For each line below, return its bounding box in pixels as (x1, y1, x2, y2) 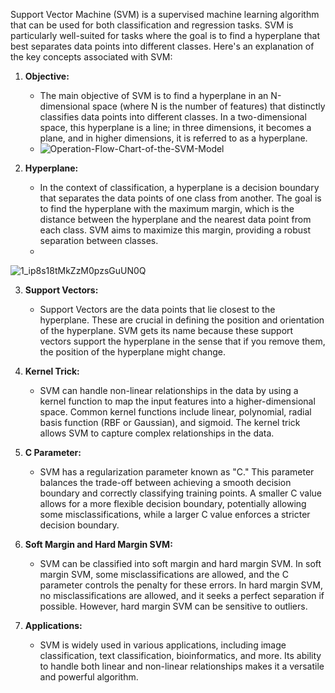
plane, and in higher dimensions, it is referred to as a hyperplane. (39, 132, 308, 144)
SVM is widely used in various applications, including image (39, 639, 287, 651)
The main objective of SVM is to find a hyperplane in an (39, 90, 269, 101)
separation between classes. (39, 235, 159, 246)
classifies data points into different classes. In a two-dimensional (39, 111, 307, 123)
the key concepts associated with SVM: (10, 51, 173, 63)
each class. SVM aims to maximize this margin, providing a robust (39, 224, 312, 236)
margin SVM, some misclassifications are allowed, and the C (39, 569, 289, 580)
